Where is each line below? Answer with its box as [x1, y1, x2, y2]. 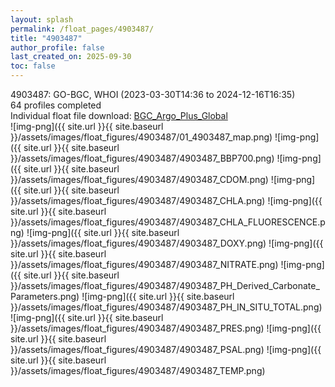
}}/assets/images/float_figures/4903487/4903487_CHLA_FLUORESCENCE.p [10, 216, 326, 228]
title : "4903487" [10, 33, 83, 43]
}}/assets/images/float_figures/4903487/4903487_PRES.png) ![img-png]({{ [10, 322, 322, 334]
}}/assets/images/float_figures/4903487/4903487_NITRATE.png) [10, 259, 279, 270]
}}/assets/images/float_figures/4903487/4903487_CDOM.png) [10, 174, 269, 185]
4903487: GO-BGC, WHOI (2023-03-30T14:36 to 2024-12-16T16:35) [10, 89, 296, 100]
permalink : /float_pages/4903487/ [10, 24, 155, 34]
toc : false [10, 61, 56, 71]
